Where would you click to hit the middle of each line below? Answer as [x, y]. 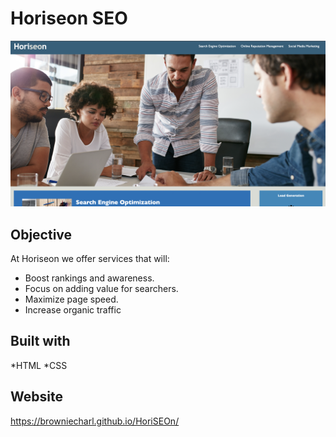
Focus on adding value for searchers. [101, 289]
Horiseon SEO [69, 18]
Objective [41, 234]
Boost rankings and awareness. [89, 278]
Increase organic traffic [73, 310]
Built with [40, 341]
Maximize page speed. [71, 299]
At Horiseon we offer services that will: [90, 259]
